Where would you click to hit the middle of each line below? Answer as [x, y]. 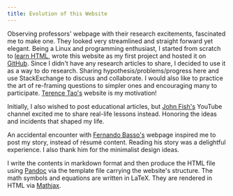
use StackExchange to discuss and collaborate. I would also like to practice [115, 78]
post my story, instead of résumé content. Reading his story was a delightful [116, 142]
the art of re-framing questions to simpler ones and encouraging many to [112, 85]
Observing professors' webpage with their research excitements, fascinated [116, 33]
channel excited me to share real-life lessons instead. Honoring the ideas [112, 114]
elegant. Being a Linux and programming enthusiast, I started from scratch [114, 48]
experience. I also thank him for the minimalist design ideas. [93, 149]
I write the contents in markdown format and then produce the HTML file [111, 163]
